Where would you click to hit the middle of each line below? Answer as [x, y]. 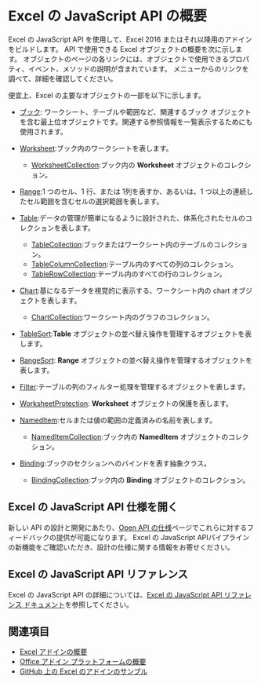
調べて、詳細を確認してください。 [63, 79]
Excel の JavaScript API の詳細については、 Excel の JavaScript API [115, 594]
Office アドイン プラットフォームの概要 [83, 662]
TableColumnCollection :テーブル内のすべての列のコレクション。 [134, 264]
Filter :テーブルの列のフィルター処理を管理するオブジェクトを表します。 [134, 386]
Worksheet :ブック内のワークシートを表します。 [96, 148]
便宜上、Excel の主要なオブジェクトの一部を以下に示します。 [107, 95]
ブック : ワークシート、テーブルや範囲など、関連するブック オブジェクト [135, 111]
